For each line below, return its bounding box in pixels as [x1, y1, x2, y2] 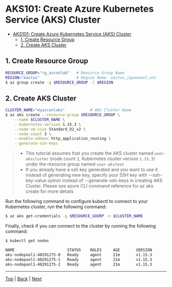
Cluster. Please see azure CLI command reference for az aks [25, 183, 154, 189]
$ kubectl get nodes [5, 238, 50, 243]
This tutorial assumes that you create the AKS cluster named [25, 150, 154, 156]
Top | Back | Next [5, 276, 42, 282]
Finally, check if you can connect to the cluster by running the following [5, 223, 156, 229]
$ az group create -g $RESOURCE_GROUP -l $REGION [5, 80, 114, 85]
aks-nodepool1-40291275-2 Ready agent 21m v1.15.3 [5, 262, 153, 267]
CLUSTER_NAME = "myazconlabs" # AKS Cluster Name [5, 108, 132, 113]
